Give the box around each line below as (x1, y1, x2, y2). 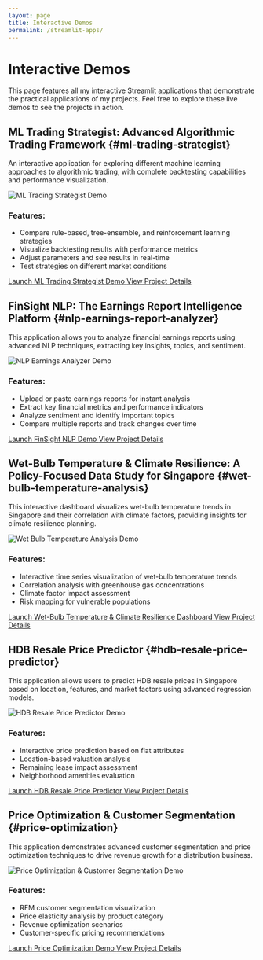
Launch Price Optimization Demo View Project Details (8, 943, 182, 952)
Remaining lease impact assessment (19, 762, 138, 771)
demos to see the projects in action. (8, 103, 124, 112)
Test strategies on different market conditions (19, 261, 167, 271)
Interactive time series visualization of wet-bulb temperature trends (19, 572, 238, 581)
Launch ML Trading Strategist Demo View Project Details (8, 277, 192, 286)
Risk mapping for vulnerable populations (19, 597, 151, 606)
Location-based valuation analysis (19, 754, 131, 763)
